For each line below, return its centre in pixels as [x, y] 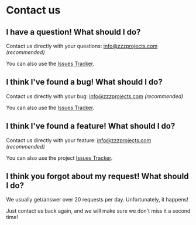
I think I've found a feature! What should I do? [91, 126]
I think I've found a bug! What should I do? [84, 82]
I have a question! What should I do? [73, 32]
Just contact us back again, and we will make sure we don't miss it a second [98, 211]
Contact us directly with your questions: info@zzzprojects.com [82, 46]
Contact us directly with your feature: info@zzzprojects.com [79, 140]
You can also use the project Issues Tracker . [59, 158]
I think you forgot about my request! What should [97, 177]
